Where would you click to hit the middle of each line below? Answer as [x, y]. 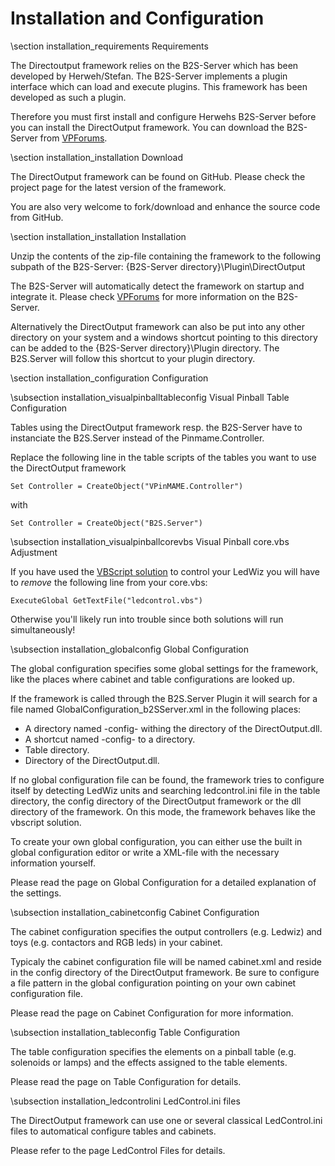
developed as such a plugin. [68, 97]
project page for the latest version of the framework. [118, 187]
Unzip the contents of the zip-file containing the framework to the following [165, 256]
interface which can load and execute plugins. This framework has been [159, 86]
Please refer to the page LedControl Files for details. [118, 1150]
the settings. [36, 893]
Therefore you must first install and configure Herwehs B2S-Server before [163, 116]
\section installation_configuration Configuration [109, 378]
